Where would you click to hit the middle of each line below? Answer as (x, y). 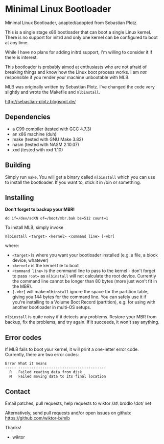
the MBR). (22, 286)
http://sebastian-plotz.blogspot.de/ (40, 101)
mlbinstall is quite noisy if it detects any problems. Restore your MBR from (81, 317)
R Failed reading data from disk (46, 372)
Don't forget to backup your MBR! (40, 209)
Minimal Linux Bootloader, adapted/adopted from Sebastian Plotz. (71, 23)
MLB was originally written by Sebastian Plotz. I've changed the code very (80, 86)
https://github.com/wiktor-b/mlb (37, 418)
